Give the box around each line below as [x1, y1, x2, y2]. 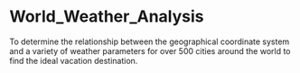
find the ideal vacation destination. [9, 55, 138, 66]
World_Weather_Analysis [9, 6, 205, 27]
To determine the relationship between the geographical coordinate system [9, 36, 290, 47]
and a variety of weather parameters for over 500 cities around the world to [9, 45, 291, 56]
